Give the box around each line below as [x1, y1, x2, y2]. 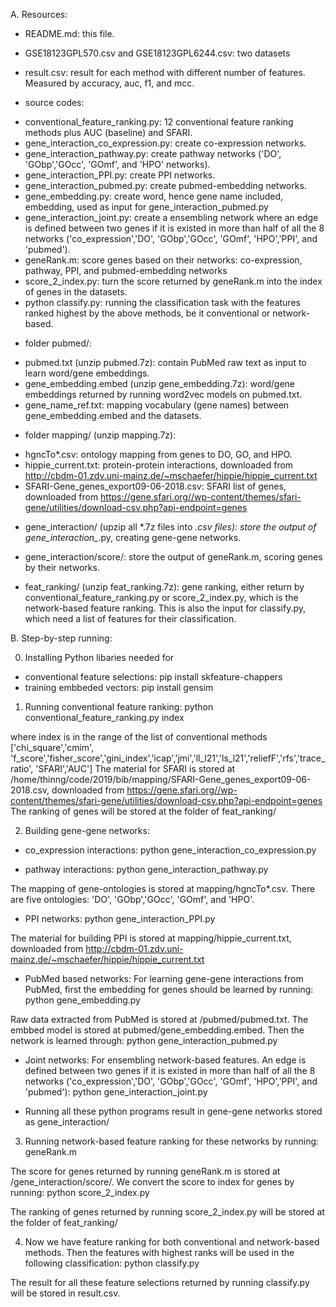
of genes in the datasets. [24, 286, 128, 298]
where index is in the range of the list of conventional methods [10, 731, 268, 743]
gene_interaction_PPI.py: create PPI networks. [24, 169, 216, 181]
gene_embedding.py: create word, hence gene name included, [24, 190, 284, 202]
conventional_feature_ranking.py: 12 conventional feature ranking [24, 116, 294, 128]
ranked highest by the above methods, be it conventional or [24, 307, 271, 319]
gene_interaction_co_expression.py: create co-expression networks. [24, 137, 307, 149]
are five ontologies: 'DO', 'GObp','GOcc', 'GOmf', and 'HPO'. [10, 894, 255, 905]
